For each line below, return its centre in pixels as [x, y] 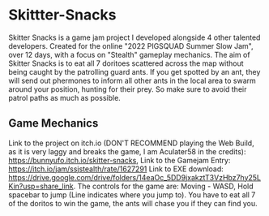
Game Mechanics [53, 123]
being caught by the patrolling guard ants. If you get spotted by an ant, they [134, 71]
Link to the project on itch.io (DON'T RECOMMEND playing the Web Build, [131, 143]
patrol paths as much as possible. [65, 97]
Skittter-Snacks [62, 15]
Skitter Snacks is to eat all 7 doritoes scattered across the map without [126, 63]
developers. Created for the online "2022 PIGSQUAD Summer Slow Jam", [131, 45]
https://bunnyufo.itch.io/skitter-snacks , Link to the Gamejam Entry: [120, 160]
